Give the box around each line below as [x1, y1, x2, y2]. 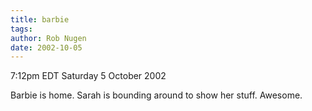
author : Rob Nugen [10, 33, 87, 43]
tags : [10, 24, 33, 34]
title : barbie [10, 14, 70, 25]
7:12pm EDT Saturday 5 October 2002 [10, 70, 167, 82]
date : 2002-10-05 [10, 42, 83, 53]
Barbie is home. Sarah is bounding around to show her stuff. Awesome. [10, 89, 303, 101]
